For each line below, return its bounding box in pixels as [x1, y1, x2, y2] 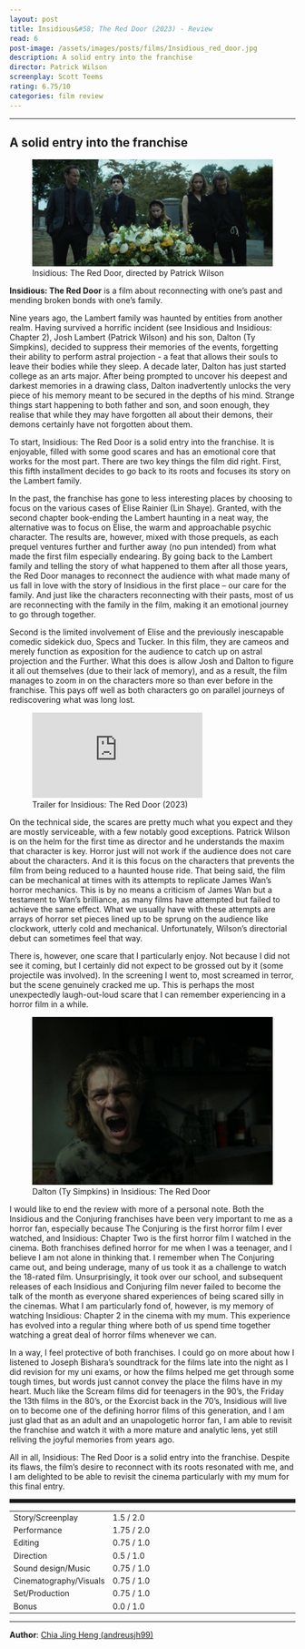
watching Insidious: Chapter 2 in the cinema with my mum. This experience [9, 1310, 290, 1321]
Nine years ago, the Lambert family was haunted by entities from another [9, 312, 283, 323]
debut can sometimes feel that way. [9, 932, 143, 943]
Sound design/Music [13, 1562, 91, 1573]
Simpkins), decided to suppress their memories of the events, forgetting [9, 341, 279, 352]
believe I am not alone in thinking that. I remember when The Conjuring [9, 1252, 275, 1263]
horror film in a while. [9, 998, 89, 1010]
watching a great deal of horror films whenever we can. [9, 1329, 217, 1340]
